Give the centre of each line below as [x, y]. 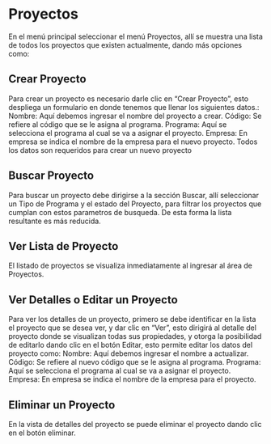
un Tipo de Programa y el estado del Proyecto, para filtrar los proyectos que [135, 204]
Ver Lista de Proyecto [64, 246]
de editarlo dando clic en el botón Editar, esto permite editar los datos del [131, 345]
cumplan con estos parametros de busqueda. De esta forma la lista [120, 212]
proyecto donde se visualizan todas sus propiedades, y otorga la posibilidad [135, 336]
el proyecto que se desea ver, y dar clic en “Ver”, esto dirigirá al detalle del [133, 328]
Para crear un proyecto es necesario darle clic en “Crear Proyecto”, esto [129, 99]
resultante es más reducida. [55, 221]
